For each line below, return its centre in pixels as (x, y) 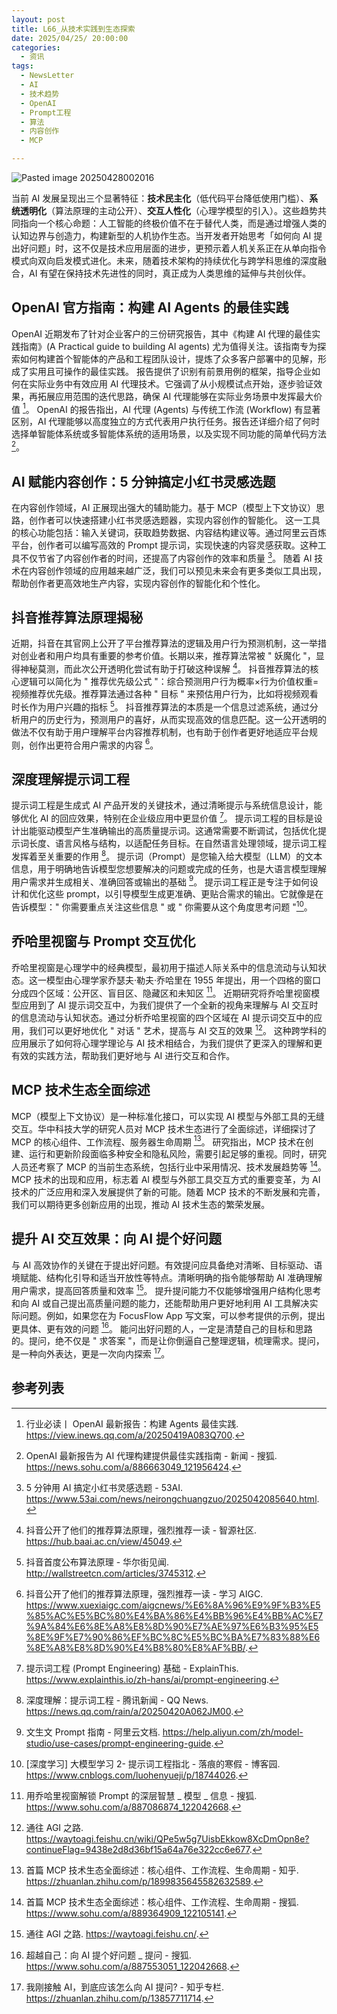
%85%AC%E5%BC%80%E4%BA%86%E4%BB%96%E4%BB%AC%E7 (174, 1615)
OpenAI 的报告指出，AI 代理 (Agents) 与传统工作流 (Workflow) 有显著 (178, 409)
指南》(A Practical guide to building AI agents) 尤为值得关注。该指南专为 (168, 346)
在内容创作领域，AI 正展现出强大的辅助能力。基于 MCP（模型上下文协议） (164, 507)
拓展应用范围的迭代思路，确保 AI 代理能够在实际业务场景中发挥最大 (175, 396)
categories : (36, 47)
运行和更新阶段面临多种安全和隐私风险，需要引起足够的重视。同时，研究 (177, 1154)
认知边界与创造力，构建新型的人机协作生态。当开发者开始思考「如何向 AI (161, 235)
